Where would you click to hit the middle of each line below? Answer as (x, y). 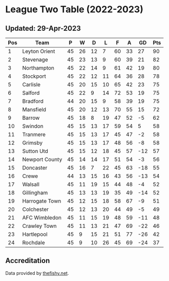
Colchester (35, 209)
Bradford (33, 101)
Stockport (34, 76)
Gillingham (35, 193)
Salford (31, 93)
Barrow (31, 118)
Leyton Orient (39, 51)
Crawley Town (39, 226)
